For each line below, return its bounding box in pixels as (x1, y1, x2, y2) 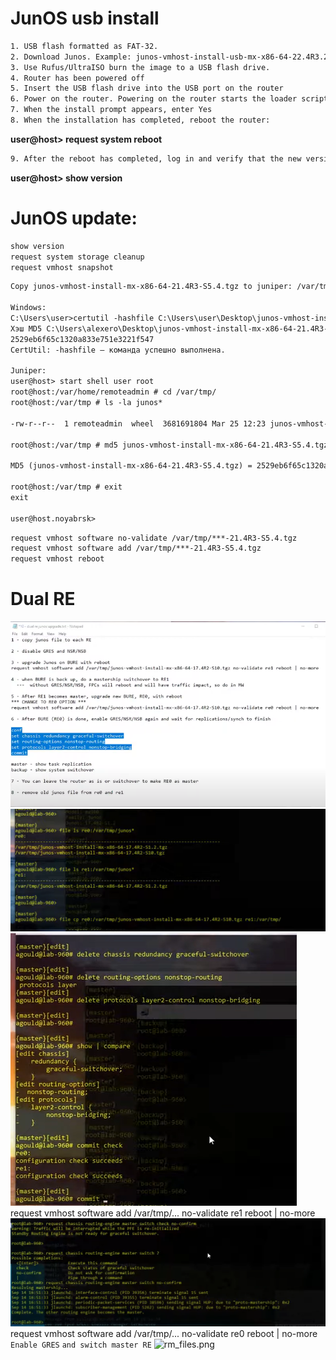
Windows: (10, 303, 47, 313)
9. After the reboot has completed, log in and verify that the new (10, 153, 302, 164)
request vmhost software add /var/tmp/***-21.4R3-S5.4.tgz (10, 543, 262, 554)
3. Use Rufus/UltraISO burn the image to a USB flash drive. (10, 62, 271, 72)
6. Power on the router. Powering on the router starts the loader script (10, 94, 329, 104)
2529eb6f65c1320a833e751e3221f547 (10, 334, 155, 344)
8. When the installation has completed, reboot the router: (10, 115, 271, 126)
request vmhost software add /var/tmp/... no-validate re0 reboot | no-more (10, 1327, 318, 1339)
